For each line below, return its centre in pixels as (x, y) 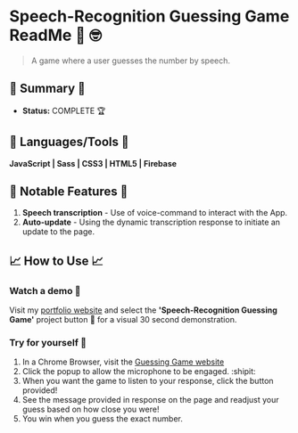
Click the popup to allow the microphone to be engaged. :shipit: (139, 372)
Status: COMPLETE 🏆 (64, 110)
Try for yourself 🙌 (48, 342)
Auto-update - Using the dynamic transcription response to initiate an (151, 222)
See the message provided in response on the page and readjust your (150, 400)
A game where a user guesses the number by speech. (130, 61)
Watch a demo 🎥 (46, 290)
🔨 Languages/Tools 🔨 (69, 142)
